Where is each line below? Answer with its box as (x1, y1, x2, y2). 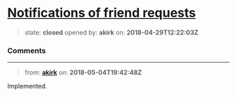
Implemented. (7, 82, 48, 91)
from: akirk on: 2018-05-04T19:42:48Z (24, 68, 142, 77)
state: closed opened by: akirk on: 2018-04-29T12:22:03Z (24, 28, 199, 37)
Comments (7, 46, 46, 56)
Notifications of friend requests (7, 5, 196, 21)
